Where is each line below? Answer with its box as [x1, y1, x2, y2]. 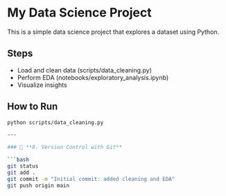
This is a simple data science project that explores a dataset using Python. [7, 28, 220, 36]
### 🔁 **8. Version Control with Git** [7, 144, 123, 151]
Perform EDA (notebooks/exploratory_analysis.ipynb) [17, 73, 168, 81]
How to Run [7, 101, 58, 112]
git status [7, 163, 39, 170]
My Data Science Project [7, 5, 152, 21]
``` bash [7, 157, 30, 164]
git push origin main [7, 182, 70, 189]
